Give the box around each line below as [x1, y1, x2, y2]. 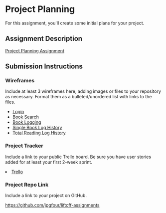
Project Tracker [5, 142, 43, 149]
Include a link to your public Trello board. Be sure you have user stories [5, 154, 151, 160]
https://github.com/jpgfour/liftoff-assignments [5, 202, 100, 208]
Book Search [12, 114, 39, 120]
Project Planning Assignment [5, 47, 65, 53]
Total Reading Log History [12, 130, 66, 136]
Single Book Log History [12, 125, 62, 131]
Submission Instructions [5, 62, 83, 71]
